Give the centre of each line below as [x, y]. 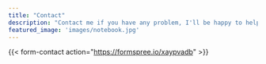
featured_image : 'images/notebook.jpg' [74, 30]
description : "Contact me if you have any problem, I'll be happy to [125, 23]
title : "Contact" [37, 15]
